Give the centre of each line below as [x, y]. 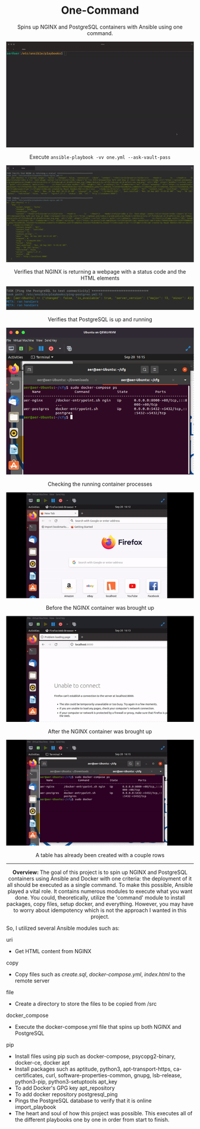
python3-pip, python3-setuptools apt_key [66, 1081]
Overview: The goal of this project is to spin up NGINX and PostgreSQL [100, 872]
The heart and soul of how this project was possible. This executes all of [104, 1113]
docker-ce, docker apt [42, 1062]
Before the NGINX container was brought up [100, 608]
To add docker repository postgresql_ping [66, 1094]
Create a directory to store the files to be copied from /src [86, 1004]
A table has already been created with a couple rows [100, 855]
